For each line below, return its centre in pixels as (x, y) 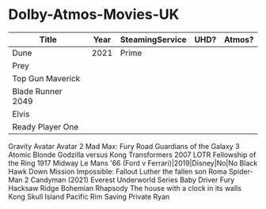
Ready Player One (46, 126)
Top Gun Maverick (46, 78)
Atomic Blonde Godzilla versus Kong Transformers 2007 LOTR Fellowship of (132, 155)
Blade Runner (37, 91)
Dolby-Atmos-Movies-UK (94, 15)
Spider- (241, 171)
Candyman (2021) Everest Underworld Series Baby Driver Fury (133, 180)
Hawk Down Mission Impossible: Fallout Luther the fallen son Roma (118, 171)
